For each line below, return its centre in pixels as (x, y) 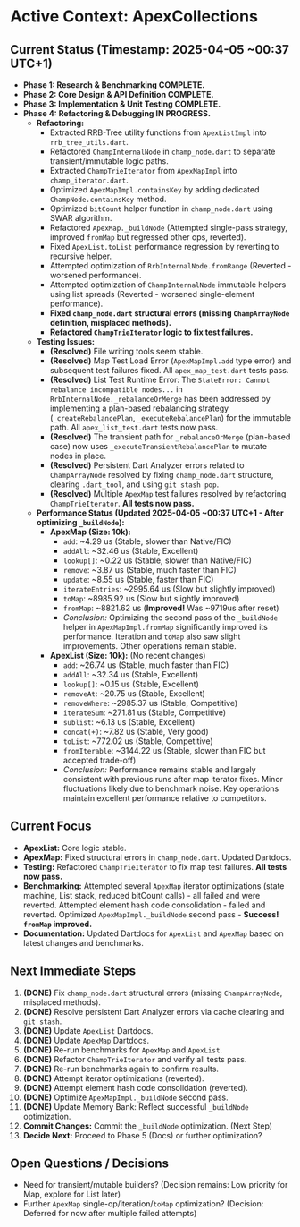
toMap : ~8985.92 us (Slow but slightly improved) (151, 598)
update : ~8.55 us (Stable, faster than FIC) (138, 579)
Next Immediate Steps (73, 971)
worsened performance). (96, 275)
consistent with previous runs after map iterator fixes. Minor (173, 779)
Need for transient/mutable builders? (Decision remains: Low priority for (155, 1185)
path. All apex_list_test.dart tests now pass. (134, 427)
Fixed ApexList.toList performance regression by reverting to (164, 247)
